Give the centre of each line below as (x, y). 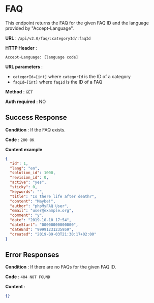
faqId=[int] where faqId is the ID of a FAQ (57, 82)
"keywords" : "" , (27, 192)
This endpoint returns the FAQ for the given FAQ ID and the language (77, 23)
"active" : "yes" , (28, 182)
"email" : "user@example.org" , (42, 211)
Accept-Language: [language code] (42, 57)
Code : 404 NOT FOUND (28, 277)
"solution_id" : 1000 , (33, 173)
